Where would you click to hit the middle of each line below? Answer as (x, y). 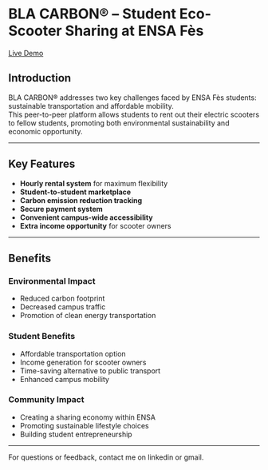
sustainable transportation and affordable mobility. (91, 106)
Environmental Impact (52, 281)
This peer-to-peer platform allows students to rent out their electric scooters (134, 114)
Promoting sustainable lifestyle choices (84, 425)
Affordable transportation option (73, 353)
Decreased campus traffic (63, 307)
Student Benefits (42, 337)
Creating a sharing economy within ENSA (87, 417)
